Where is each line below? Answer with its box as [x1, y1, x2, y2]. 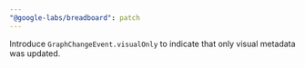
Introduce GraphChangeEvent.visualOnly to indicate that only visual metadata [9, 38, 296, 49]
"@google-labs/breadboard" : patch [9, 13, 141, 23]
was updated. [9, 47, 61, 59]
